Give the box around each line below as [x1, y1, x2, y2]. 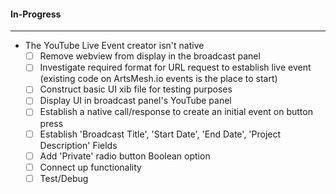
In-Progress [10, 8, 62, 20]
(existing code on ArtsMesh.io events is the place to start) [39, 73, 278, 85]
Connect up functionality [39, 161, 142, 173]
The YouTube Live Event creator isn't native [24, 40, 205, 52]
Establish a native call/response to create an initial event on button [39, 106, 313, 118]
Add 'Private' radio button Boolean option [39, 150, 211, 162]
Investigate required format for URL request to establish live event [39, 61, 312, 74]
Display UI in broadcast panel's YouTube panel [39, 95, 232, 107]
